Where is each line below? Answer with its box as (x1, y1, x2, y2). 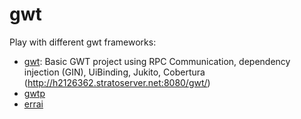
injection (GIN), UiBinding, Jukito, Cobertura (23, 66, 206, 78)
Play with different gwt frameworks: (9, 36, 157, 48)
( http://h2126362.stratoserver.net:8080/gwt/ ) (23, 76, 211, 88)
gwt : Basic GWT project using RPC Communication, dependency (23, 55, 291, 67)
